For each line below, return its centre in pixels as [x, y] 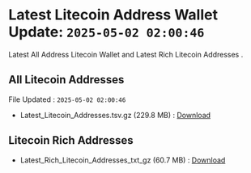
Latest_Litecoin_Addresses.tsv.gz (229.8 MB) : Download [115, 115]
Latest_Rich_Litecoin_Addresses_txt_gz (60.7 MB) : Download [123, 160]
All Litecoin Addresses [66, 80]
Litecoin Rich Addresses [71, 140]
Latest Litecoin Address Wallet [113, 15]
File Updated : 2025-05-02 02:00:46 [67, 99]
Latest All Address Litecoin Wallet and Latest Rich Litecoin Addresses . [126, 54]
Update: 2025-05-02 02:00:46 [106, 32]
